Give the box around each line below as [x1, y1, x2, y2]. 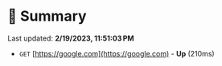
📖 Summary [7, 7, 87, 25]
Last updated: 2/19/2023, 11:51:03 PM [7, 33, 134, 43]
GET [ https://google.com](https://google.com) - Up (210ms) [18, 49, 215, 58]
